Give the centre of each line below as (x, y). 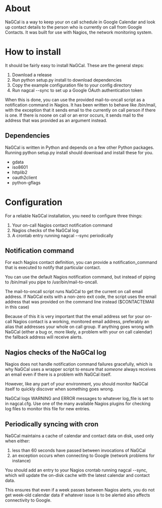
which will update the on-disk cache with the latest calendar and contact (77, 475)
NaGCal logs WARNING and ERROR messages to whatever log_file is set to (79, 399)
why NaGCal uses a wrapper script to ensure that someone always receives (81, 369)
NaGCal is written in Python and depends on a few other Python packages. (80, 147)
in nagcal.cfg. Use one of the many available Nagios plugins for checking (78, 403)
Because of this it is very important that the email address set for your (74, 316)
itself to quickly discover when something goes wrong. (59, 389)
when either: (17, 441)
